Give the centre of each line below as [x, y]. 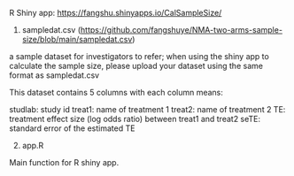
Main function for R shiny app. [64, 162]
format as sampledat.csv [54, 75]
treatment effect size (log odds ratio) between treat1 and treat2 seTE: [135, 119]
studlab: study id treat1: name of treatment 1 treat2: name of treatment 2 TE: [147, 109]
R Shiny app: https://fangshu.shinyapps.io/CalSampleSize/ [116, 13]
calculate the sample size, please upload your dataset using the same [136, 66]
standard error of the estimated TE [72, 128]
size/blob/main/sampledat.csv [77, 39]
